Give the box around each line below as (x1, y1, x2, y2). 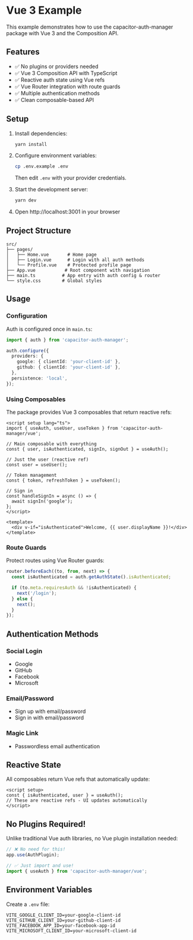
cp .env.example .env (14, 163, 68, 170)
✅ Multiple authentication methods (14, 89, 100, 97)
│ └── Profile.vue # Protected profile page (6, 262, 132, 268)
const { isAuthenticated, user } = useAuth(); (6, 792, 124, 799)
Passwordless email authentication (14, 743, 100, 750)
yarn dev (14, 197, 37, 203)
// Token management (6, 472, 58, 478)
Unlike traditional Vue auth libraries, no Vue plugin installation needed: (6, 835, 178, 842)
